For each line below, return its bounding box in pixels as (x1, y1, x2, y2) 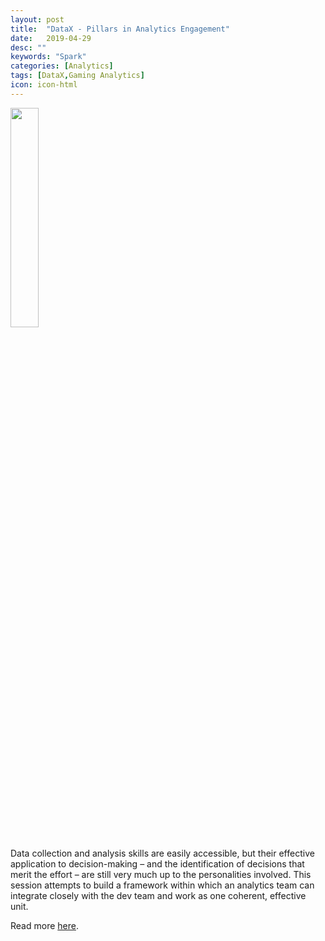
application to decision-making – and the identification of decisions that (10, 857, 305, 870)
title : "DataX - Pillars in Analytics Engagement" (10, 24, 230, 34)
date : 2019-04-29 (10, 33, 92, 43)
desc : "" (10, 42, 47, 53)
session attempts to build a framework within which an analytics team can (10, 879, 315, 891)
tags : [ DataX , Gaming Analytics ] (10, 71, 145, 81)
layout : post (10, 14, 65, 25)
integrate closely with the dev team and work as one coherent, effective (10, 889, 307, 901)
